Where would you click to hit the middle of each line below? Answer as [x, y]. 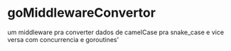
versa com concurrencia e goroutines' [63, 39]
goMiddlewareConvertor [82, 13]
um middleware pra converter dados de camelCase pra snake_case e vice [116, 32]
